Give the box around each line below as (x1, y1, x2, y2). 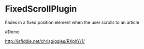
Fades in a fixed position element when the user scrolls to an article (5, 19, 139, 25)
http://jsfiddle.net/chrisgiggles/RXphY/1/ (5, 38, 85, 44)
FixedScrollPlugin (5, 3, 77, 15)
